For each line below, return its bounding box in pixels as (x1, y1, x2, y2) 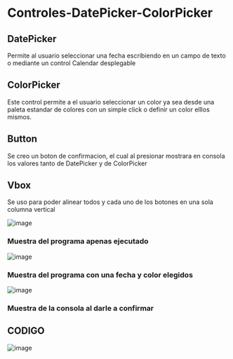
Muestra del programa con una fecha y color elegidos (7, 270, 193, 280)
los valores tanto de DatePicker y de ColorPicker (7, 159, 147, 168)
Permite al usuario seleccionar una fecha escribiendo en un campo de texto (7, 51, 226, 60)
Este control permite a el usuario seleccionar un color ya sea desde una (7, 97, 215, 106)
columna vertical (7, 205, 55, 214)
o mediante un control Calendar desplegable (7, 59, 136, 67)
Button (7, 133, 37, 145)
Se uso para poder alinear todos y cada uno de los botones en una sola (7, 198, 214, 206)
